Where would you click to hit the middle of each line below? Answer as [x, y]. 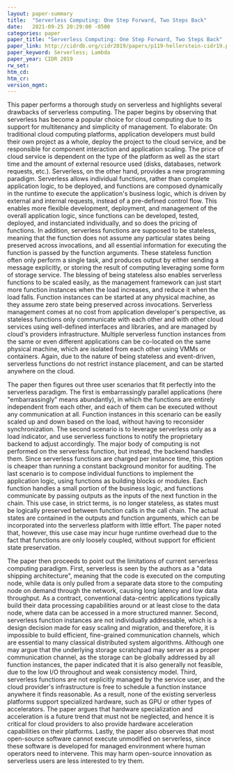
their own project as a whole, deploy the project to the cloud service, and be [117, 142]
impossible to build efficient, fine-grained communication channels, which [114, 635]
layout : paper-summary [40, 14]
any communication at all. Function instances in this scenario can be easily [114, 415]
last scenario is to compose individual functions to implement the [100, 474]
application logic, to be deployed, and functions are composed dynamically [115, 186]
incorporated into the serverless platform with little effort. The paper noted [114, 525]
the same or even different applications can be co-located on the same [109, 341]
